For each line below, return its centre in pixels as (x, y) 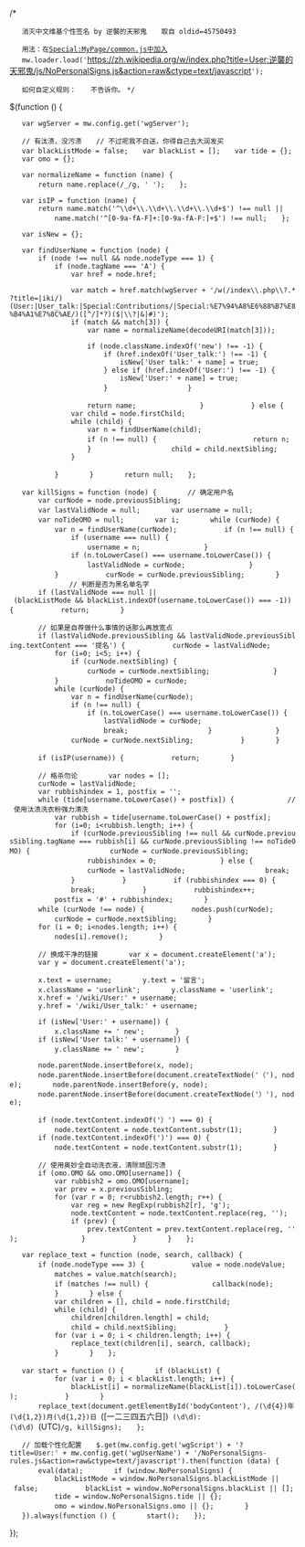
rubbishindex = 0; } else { (170, 861)
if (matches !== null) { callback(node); (164, 1284)
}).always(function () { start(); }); (114, 1516)
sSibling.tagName (42, 842)
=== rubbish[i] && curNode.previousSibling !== (171, 842)
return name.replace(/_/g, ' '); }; (113, 185)
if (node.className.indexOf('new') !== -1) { (175, 346)
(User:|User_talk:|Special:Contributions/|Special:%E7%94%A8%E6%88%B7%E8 (153, 306)
